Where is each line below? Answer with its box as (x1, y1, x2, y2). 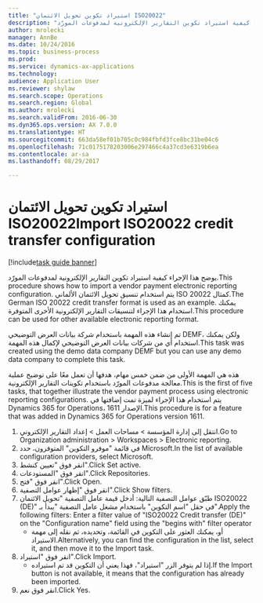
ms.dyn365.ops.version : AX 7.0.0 (8, 121, 117, 129)
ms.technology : (8, 70, 58, 78)
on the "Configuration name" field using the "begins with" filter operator (19, 519, 252, 528)
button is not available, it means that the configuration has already (31, 568, 245, 578)
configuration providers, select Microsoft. (19, 452, 154, 462)
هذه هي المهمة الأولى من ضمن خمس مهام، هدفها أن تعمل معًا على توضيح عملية (8, 370, 240, 379)
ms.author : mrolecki (8, 107, 76, 115)
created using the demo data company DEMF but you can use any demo (8, 346, 242, 356)
